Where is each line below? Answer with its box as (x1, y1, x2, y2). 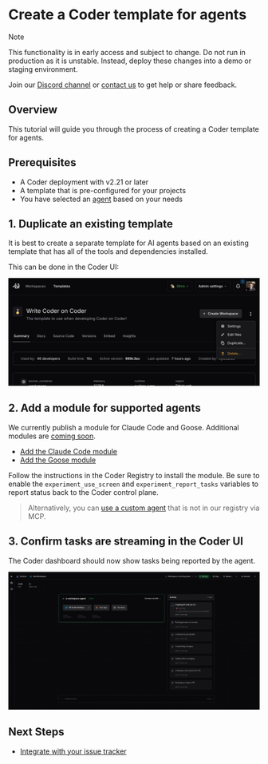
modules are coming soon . (8, 431, 96, 441)
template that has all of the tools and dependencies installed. (8, 247, 209, 256)
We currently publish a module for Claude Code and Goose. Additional (8, 422, 239, 432)
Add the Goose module (19, 455, 97, 465)
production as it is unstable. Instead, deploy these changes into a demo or (8, 56, 252, 65)
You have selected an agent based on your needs (19, 194, 183, 204)
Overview (8, 103, 58, 117)
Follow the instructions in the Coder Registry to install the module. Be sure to (8, 470, 260, 480)
